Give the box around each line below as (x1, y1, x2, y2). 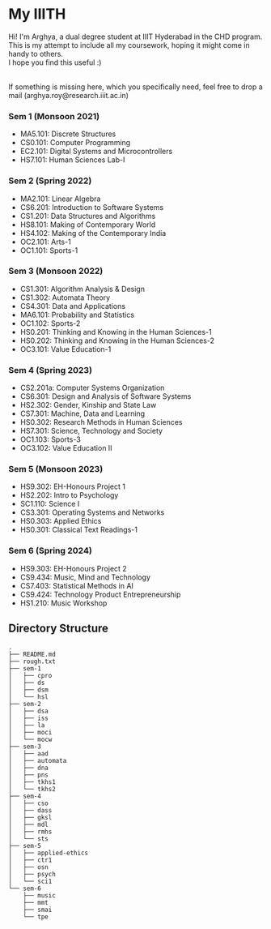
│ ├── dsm (8, 686, 49, 694)
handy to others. (8, 49, 63, 58)
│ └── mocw (8, 735, 53, 743)
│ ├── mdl (8, 820, 49, 828)
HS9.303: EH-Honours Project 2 (19, 563, 127, 573)
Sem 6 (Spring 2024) (8, 545, 93, 556)
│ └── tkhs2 (8, 785, 57, 793)
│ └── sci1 (8, 877, 53, 885)
